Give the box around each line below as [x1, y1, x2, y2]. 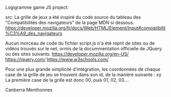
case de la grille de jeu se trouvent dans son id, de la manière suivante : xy [5, 72, 162, 78]
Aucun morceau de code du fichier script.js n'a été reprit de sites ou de [5, 40, 155, 46]
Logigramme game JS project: [5, 5, 69, 10]
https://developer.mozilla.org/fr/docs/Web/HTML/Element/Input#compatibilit [5, 25, 166, 31]
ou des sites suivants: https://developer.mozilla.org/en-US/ [5, 51, 129, 57]
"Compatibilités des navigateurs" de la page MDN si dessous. [5, 20, 135, 25]
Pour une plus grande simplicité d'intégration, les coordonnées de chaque [5, 66, 161, 72]
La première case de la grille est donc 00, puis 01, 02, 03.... [5, 77, 130, 83]
